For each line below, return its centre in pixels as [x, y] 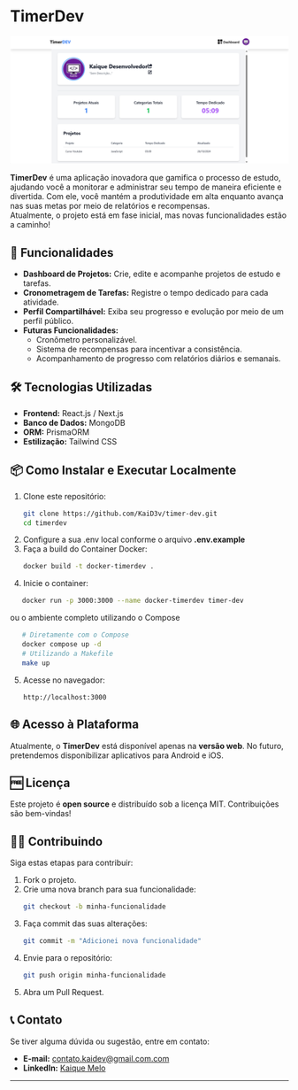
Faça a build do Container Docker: [85, 549]
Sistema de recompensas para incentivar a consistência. [139, 349]
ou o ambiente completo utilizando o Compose [95, 618]
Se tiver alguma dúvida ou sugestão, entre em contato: [110, 1041]
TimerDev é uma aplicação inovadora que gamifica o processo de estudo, [145, 178]
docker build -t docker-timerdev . [88, 567]
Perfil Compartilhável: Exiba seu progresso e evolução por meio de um [153, 312]
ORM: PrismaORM [56, 432]
